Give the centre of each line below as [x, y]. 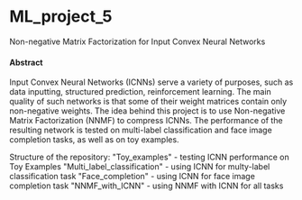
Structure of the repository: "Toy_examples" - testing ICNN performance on [150, 157]
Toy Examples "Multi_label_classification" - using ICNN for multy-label [140, 167]
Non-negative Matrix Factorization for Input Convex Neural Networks [137, 41]
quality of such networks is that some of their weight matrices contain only [148, 102]
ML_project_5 [61, 17]
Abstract [26, 62]
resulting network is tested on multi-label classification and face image [141, 130]
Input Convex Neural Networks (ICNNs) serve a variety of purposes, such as [151, 82]
